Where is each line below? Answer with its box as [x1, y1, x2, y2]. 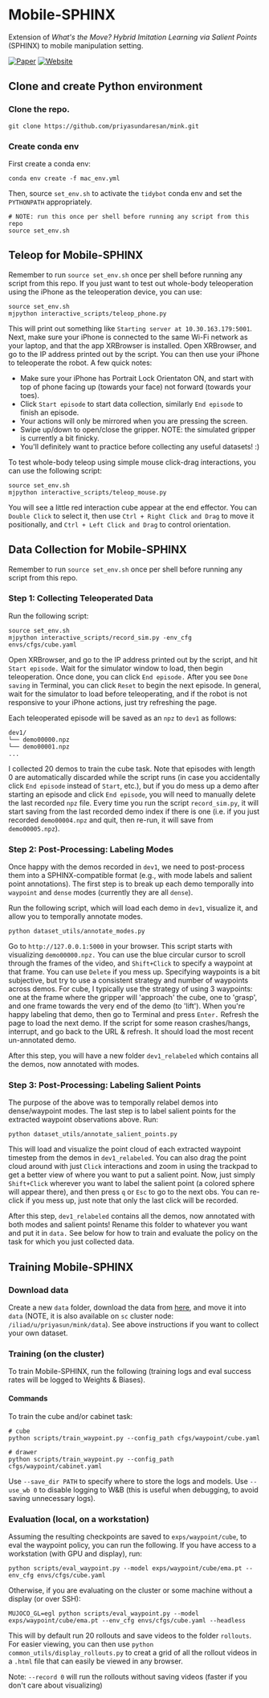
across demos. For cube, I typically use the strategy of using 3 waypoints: [8, 984, 253, 994]
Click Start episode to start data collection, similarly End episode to [19, 399, 243, 408]
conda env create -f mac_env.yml [8, 174, 120, 183]
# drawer [8, 1448, 38, 1456]
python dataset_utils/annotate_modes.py [8, 927, 146, 936]
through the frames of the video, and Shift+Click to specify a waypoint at [8, 958, 253, 968]
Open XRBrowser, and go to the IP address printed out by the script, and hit [8, 654, 258, 664]
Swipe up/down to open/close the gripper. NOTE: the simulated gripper [19, 424, 255, 434]
